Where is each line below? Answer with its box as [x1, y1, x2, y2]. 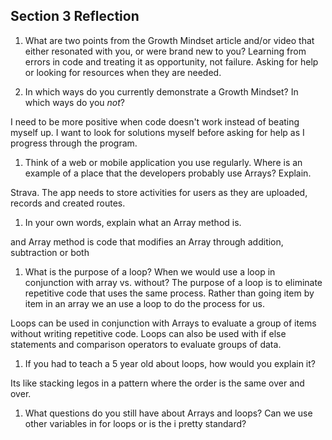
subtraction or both [10, 246, 90, 258]
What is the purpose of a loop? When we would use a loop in [24, 265, 276, 278]
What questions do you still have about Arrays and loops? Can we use [24, 407, 313, 419]
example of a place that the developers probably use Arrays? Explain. [24, 167, 312, 179]
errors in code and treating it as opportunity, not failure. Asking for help [24, 55, 319, 68]
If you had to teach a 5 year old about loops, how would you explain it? [24, 357, 316, 369]
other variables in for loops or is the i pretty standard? [24, 417, 247, 429]
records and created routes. [10, 197, 126, 209]
